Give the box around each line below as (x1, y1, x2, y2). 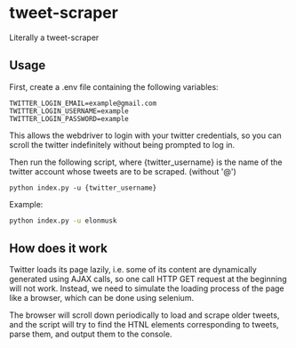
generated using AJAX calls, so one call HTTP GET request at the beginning (9, 274, 287, 285)
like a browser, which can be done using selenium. (9, 293, 194, 303)
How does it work (9, 241, 108, 256)
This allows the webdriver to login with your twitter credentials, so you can (9, 130, 282, 141)
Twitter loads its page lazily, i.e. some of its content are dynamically (9, 264, 258, 275)
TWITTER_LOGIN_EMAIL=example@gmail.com (9, 99, 157, 108)
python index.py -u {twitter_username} (9, 183, 157, 192)
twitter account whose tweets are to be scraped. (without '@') (9, 166, 237, 176)
